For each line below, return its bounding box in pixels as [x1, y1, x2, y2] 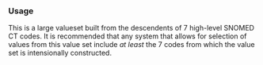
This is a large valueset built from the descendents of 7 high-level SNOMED [8, 23, 255, 33]
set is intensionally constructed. [8, 49, 112, 58]
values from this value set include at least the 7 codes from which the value [8, 40, 255, 49]
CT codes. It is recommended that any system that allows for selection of [8, 31, 247, 41]
